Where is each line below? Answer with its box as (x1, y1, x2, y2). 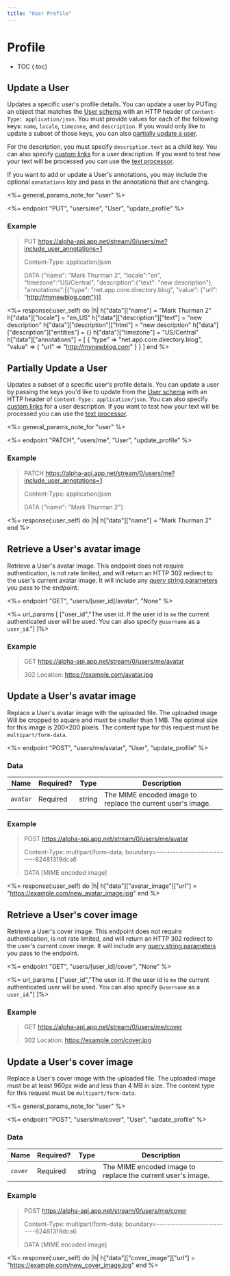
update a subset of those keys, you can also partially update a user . (7, 130, 198, 138)
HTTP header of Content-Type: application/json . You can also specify (7, 395, 208, 403)
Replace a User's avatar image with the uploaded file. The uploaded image (7, 708, 218, 717)
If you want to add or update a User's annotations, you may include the (7, 171, 207, 179)
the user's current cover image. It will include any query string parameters (7, 942, 216, 950)
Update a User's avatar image (7, 690, 136, 702)
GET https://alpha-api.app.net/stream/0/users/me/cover (23, 1023, 183, 1031)
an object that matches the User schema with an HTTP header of (7, 108, 190, 116)
